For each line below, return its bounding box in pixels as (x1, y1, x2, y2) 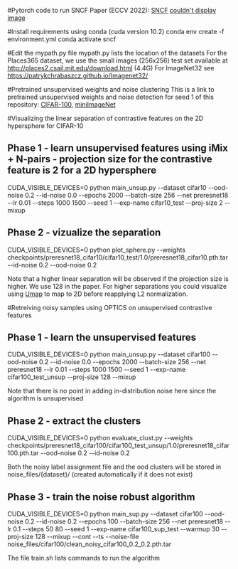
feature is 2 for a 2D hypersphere (7, 164, 157, 176)
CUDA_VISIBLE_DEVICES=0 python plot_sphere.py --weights (7, 245, 186, 254)
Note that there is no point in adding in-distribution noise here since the (7, 387, 217, 395)
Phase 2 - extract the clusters (7, 415, 141, 427)
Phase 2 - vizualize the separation (7, 227, 161, 239)
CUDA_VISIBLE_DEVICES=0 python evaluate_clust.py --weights (7, 434, 193, 442)
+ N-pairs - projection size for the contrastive (7, 153, 212, 166)
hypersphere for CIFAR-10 (7, 122, 84, 130)
